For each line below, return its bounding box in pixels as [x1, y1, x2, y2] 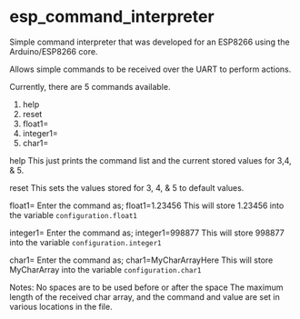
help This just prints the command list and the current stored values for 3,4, [9, 155, 293, 165]
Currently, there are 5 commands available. [9, 81, 171, 92]
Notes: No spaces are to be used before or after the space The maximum [9, 282, 284, 293]
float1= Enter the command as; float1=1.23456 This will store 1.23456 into [9, 200, 285, 211]
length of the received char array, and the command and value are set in [9, 291, 280, 302]
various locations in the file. [9, 301, 113, 312]
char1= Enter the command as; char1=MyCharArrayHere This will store [9, 254, 274, 265]
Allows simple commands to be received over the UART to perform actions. [9, 64, 292, 75]
